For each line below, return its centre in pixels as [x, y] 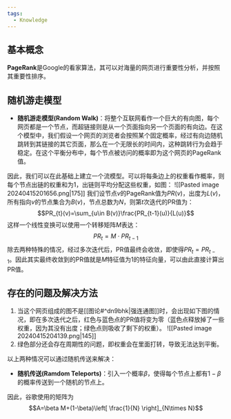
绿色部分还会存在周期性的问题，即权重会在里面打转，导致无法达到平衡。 [120, 344]
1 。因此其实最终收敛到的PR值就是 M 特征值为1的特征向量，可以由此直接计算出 [116, 260]
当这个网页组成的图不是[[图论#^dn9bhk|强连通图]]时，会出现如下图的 [115, 311]
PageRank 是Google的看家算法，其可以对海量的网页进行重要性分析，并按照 [114, 68]
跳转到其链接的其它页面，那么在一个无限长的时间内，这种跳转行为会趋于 [120, 144]
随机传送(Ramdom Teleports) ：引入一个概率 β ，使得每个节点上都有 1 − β [119, 373]
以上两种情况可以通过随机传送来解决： [61, 359]
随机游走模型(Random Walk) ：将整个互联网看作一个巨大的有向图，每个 [118, 118]
